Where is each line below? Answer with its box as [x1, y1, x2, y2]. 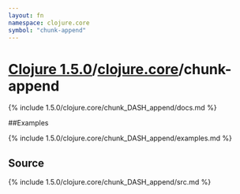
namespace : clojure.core [8, 19, 90, 27]
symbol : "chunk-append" [8, 26, 87, 34]
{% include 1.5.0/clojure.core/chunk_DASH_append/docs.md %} [8, 103, 217, 113]
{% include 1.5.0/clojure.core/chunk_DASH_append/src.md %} [8, 177, 212, 187]
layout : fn [8, 11, 44, 20]
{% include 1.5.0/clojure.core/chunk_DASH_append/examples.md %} [8, 133, 233, 143]
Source [8, 156, 45, 170]
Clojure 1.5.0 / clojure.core [8, 60, 179, 78]
